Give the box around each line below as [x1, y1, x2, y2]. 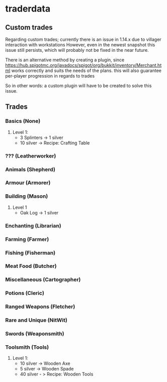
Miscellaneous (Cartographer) [5, 276, 81, 283]
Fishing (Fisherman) [5, 249, 56, 256]
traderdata [5, 3, 51, 15]
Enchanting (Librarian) [5, 222, 61, 229]
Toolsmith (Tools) [5, 343, 49, 350]
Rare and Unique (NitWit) [5, 317, 68, 324]
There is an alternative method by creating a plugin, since [5, 57, 125, 63]
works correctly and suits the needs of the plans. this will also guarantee [11, 67, 162, 73]
